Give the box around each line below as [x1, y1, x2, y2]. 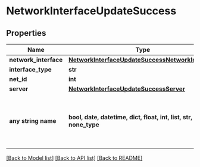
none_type [68, 120, 99, 129]
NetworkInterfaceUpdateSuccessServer [68, 85, 186, 93]
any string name [9, 117, 57, 125]
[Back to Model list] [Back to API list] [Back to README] [6, 154, 143, 162]
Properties [6, 28, 46, 38]
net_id [9, 75, 27, 83]
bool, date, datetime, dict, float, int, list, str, [68, 113, 192, 121]
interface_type [9, 66, 52, 73]
